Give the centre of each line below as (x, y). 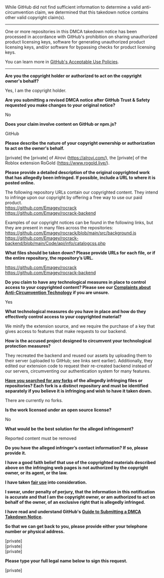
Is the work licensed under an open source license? (58, 410)
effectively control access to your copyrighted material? (63, 317)
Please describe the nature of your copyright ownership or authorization (80, 143)
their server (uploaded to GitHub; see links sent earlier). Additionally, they (79, 361)
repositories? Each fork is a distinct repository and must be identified (77, 386)
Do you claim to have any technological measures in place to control (76, 282)
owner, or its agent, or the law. (36, 473)
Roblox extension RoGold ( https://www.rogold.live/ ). (57, 163)
